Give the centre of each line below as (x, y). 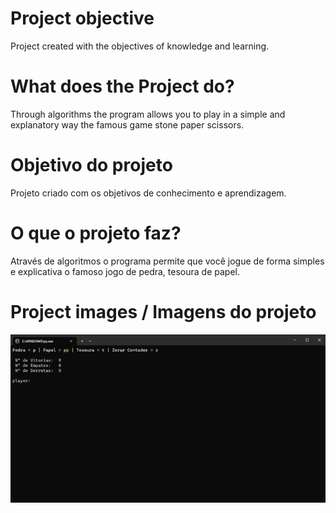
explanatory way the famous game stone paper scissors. (127, 124)
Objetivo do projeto (91, 165)
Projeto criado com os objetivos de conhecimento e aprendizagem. (148, 193)
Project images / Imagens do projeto (163, 311)
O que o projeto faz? (96, 233)
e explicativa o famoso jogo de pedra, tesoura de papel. (125, 271)
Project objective (82, 18)
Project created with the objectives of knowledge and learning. (140, 46)
